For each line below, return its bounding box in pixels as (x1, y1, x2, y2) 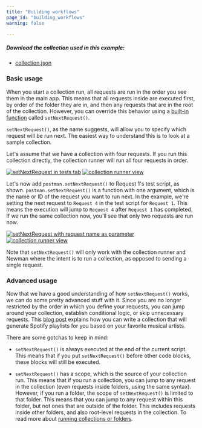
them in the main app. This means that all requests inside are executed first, (6, 94, 195, 102)
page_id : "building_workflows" (6, 15, 85, 21)
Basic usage (6, 74, 44, 83)
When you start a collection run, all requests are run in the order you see (6, 88, 187, 96)
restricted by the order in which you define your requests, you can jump (6, 303, 186, 310)
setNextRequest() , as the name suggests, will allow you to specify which (6, 125, 186, 133)
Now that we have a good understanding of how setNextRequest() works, (6, 290, 189, 297)
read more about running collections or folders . (15, 415, 133, 422)
